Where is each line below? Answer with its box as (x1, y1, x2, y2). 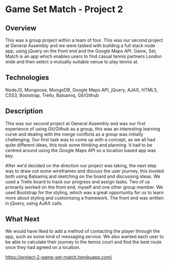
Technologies (5, 73, 50, 82)
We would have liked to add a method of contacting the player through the (5, 228, 160, 234)
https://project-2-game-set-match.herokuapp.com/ (5, 254, 112, 260)
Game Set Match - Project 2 (5, 4, 123, 15)
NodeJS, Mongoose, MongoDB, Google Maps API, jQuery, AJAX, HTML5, (5, 87, 158, 93)
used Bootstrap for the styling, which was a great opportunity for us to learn (5, 189, 164, 196)
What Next (5, 215, 39, 223)
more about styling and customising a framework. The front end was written (5, 195, 164, 201)
